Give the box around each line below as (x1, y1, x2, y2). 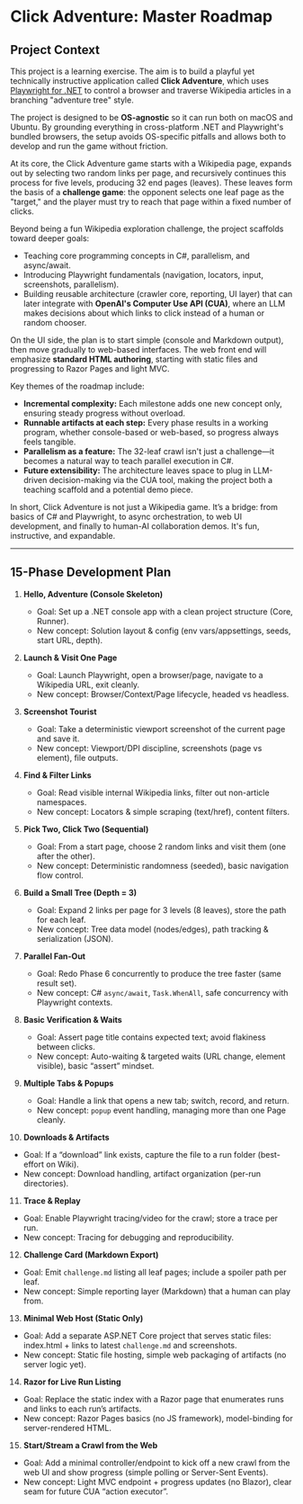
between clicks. (36, 1041, 95, 1052)
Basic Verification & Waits (22, 1014, 122, 1025)
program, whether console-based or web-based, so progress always (22, 427, 280, 437)
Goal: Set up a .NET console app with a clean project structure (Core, (36, 605, 293, 617)
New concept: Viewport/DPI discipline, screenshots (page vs (36, 742, 263, 753)
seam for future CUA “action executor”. (22, 1486, 169, 1497)
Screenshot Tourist (22, 706, 97, 717)
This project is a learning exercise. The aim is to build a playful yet (10, 66, 255, 76)
